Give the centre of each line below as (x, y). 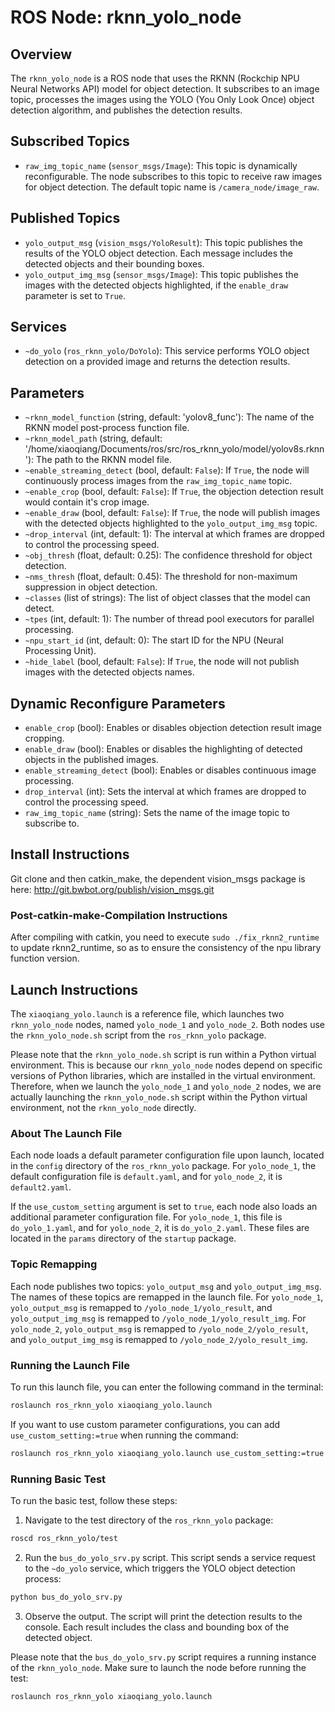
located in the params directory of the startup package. (123, 1238)
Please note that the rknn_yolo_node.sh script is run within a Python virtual (163, 1054)
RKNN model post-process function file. (107, 428)
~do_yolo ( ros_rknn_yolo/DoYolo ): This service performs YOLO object (167, 351)
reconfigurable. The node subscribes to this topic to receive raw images (173, 176)
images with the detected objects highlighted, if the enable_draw (156, 285)
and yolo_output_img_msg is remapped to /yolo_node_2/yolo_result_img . (159, 1339)
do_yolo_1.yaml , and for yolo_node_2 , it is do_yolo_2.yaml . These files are (160, 1228)
